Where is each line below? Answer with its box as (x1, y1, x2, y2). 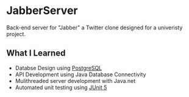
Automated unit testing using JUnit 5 (15, 84, 107, 91)
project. (6, 30, 26, 37)
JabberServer (6, 4, 78, 18)
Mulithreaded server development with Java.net (15, 77, 136, 84)
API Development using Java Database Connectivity (15, 71, 146, 78)
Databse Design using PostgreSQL (15, 64, 102, 71)
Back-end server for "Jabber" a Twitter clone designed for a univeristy (6, 24, 183, 31)
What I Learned (6, 48, 66, 59)
